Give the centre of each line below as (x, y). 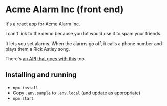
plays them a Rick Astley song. (38, 49)
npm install (25, 88)
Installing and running (41, 75)
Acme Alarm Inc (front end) (65, 9)
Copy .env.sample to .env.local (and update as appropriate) (77, 93)
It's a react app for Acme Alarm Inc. (43, 24)
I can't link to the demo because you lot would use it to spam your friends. (83, 33)
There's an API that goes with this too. (46, 59)
